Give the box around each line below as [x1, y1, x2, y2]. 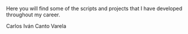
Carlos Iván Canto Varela [6, 23, 67, 29]
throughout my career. [6, 11, 61, 18]
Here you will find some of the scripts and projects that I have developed [6, 5, 183, 12]
